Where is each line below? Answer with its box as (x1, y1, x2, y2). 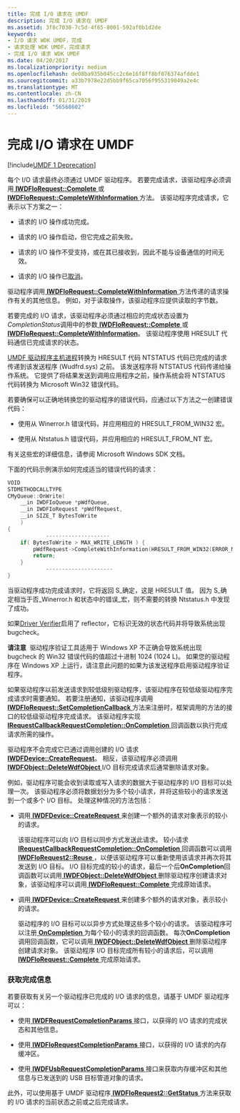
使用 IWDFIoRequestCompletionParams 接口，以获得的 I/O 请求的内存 (17, 1041, 227, 1049)
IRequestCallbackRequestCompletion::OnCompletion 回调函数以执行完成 (7, 721, 228, 729)
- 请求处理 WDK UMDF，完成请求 (7, 44, 91, 51)
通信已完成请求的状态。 (13, 337, 83, 347)
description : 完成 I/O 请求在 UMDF (7, 17, 109, 24)
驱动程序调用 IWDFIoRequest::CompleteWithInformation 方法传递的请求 (7, 287, 223, 295)
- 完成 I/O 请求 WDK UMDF (7, 51, 81, 58)
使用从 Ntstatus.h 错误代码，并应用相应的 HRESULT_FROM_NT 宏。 (17, 434, 216, 443)
